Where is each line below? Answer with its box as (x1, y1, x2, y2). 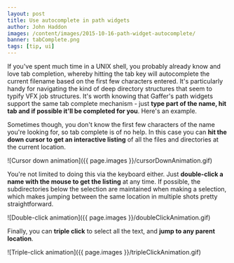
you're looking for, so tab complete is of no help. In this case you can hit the (7, 128, 228, 136)
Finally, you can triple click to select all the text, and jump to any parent (7, 227, 216, 235)
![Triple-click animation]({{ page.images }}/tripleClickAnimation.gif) (7, 248, 202, 256)
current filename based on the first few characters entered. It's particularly (7, 77, 223, 85)
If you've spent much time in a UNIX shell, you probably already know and (7, 62, 221, 70)
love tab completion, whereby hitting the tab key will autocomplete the (7, 69, 210, 78)
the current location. (7, 143, 67, 151)
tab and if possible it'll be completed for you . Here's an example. (7, 107, 198, 115)
